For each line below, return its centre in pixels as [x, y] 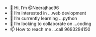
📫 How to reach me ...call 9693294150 [50, 29]
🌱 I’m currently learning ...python [43, 18]
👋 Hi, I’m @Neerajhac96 [34, 8]
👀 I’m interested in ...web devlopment [48, 13]
